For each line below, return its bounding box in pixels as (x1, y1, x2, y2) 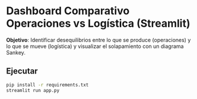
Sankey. (6, 49, 26, 56)
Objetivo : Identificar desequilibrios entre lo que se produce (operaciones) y (6, 36, 191, 43)
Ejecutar (6, 66, 38, 76)
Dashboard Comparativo (6, 4, 130, 18)
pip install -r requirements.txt (6, 82, 89, 88)
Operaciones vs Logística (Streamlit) (6, 17, 190, 30)
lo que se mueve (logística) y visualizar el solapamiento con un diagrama (6, 43, 184, 50)
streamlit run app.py (6, 87, 60, 93)
